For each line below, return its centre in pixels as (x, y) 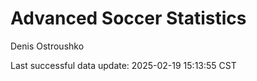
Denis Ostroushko (47, 46)
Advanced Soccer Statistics (128, 18)
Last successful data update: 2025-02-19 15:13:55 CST (123, 65)
